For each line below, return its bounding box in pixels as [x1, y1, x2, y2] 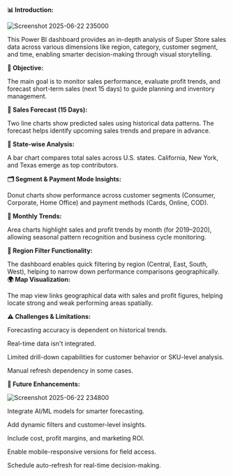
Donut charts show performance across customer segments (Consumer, [7, 191, 216, 199]
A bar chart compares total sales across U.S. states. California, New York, [7, 154, 218, 162]
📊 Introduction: [7, 6, 54, 14]
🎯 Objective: [7, 64, 44, 72]
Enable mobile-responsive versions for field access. [7, 447, 157, 456]
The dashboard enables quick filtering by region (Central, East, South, [7, 260, 208, 268]
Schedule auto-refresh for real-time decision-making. [7, 461, 162, 469]
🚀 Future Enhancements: [7, 380, 80, 388]
